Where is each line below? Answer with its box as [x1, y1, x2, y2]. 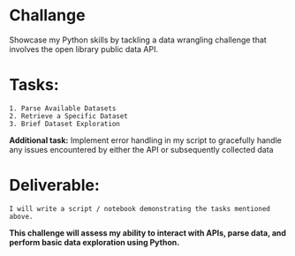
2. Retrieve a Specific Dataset [9, 111, 128, 120]
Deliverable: [9, 176, 100, 195]
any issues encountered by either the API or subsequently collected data [9, 144, 274, 154]
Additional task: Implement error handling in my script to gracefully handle [9, 134, 283, 146]
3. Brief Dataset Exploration [9, 119, 121, 128]
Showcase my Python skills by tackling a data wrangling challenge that [9, 34, 267, 45]
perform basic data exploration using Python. [9, 237, 180, 247]
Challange [9, 5, 86, 26]
